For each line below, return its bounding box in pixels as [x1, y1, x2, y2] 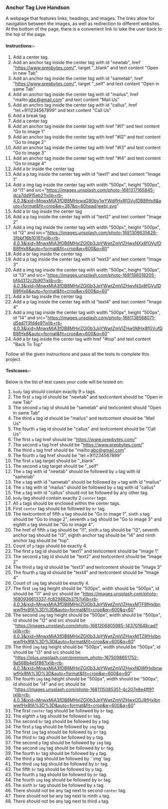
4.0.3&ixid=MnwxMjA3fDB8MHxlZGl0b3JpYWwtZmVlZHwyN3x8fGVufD [12, 282, 162, 289]
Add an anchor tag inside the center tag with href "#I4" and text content [12, 155, 161, 161]
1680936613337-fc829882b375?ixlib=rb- [12, 596, 99, 602]
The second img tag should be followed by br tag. [12, 745, 115, 751]
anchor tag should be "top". [12, 537, 70, 543]
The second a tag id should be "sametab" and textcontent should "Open [12, 404, 162, 411]
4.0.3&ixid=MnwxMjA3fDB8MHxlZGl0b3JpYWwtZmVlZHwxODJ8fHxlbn [12, 697, 161, 703]
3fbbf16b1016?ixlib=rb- [12, 235, 60, 241]
